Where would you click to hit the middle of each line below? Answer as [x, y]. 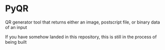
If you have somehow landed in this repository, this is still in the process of [81, 37]
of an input [16, 27]
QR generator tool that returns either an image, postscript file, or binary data [83, 22]
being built [16, 42]
